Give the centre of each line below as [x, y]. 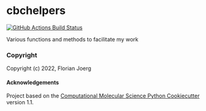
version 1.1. [20, 102]
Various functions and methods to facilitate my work [72, 39]
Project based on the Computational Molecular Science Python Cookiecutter [103, 96]
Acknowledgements [33, 82]
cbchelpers [36, 11]
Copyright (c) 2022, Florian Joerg [49, 68]
